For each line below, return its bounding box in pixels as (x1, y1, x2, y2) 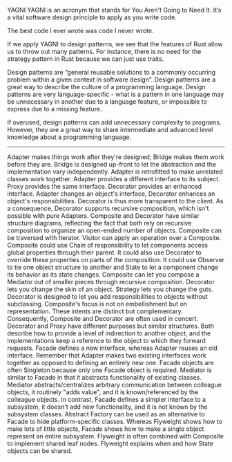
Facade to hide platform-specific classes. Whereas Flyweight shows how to (7, 418, 223, 425)
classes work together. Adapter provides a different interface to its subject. (7, 175, 221, 183)
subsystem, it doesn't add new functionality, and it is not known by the (7, 403, 209, 411)
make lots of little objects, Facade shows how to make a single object (7, 425, 204, 433)
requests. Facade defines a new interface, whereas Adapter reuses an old (7, 344, 217, 352)
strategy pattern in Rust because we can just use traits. (7, 55, 164, 63)
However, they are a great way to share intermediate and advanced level (7, 126, 213, 133)
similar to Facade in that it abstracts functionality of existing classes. (7, 373, 202, 381)
